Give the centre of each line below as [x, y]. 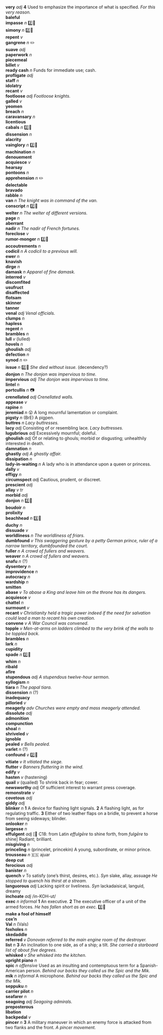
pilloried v [16, 703]
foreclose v [17, 233]
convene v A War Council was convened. [47, 623]
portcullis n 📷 [20, 390]
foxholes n [16, 929]
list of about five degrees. [31, 950]
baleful [13, 17]
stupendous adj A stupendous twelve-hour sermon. [58, 677]
